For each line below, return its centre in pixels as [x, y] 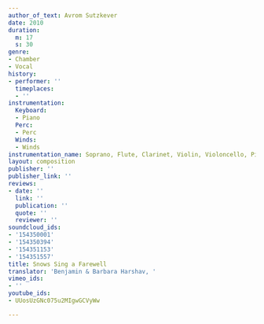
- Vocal [21, 67]
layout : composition [42, 162]
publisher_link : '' [40, 177]
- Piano [28, 118]
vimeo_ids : [26, 279]
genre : [19, 52]
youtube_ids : [29, 293]
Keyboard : [31, 111]
